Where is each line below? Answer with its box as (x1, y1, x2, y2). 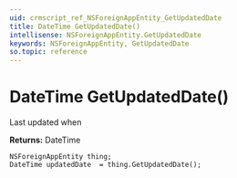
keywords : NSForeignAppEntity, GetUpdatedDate (9, 38, 190, 48)
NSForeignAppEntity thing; (9, 152, 112, 162)
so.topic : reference (9, 47, 88, 57)
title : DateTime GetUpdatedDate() (9, 22, 141, 31)
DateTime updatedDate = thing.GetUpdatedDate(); (9, 161, 202, 170)
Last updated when (9, 117, 82, 128)
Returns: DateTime (9, 134, 81, 146)
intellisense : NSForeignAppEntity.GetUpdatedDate (9, 30, 202, 39)
